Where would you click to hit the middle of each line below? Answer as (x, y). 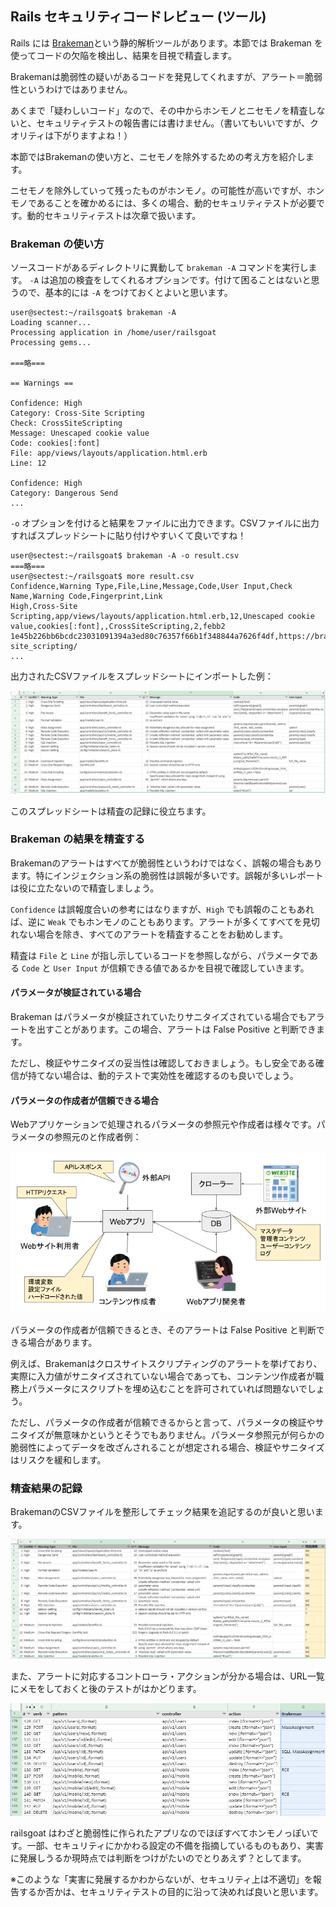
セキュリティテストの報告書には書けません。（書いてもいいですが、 (173, 123)
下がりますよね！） (93, 135)
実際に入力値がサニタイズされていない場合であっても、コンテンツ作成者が (163, 1376)
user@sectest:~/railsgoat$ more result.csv (102, 577)
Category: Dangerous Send (64, 493)
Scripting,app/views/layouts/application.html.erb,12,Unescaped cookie (162, 617)
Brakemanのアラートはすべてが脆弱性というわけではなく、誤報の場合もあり (166, 863)
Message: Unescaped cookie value (80, 433)
